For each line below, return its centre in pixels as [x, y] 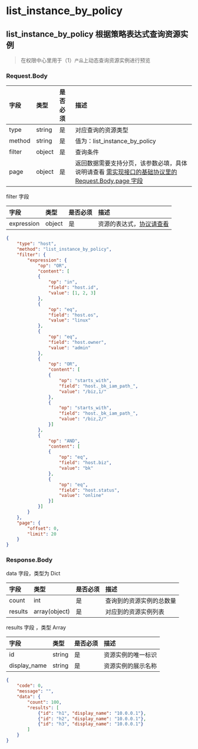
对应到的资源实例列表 [135, 612]
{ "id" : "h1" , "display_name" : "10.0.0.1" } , [92, 713]
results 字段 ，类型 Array [36, 628]
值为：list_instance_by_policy [115, 141]
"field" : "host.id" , [73, 288]
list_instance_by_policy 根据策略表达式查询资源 [93, 34]
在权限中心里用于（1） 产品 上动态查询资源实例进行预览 [85, 60]
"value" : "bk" [76, 468]
